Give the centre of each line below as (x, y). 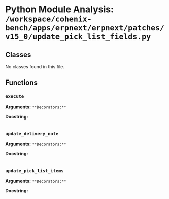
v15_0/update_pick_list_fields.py (78, 37)
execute (15, 96)
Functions (22, 83)
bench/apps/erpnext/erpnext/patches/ (85, 28)
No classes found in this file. (35, 67)
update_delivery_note (32, 133)
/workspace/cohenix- (49, 19)
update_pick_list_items (35, 170)
